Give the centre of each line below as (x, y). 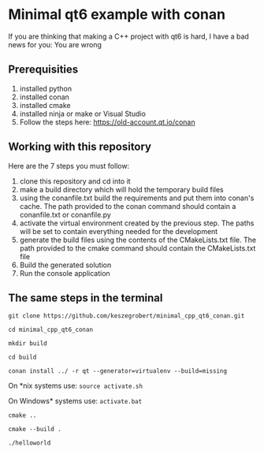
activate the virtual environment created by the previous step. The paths (137, 223)
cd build (22, 357)
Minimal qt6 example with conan (117, 15)
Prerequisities (43, 70)
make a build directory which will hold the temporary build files (121, 189)
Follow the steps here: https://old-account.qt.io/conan (107, 122)
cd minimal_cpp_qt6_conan (50, 330)
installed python (46, 88)
